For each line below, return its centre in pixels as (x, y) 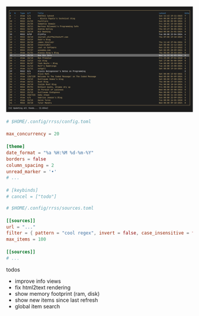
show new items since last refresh (56, 300)
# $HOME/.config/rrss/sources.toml (50, 208)
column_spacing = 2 (30, 165)
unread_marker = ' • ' (32, 172)
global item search (37, 306)
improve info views (38, 281)
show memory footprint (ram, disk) (57, 293)
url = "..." (21, 227)
